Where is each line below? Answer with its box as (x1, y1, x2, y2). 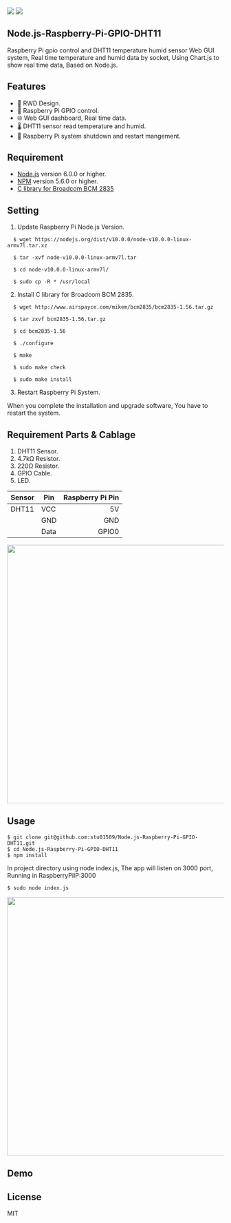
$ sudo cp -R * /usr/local (13, 278, 91, 285)
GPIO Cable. (16, 469, 52, 477)
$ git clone (7, 834, 41, 841)
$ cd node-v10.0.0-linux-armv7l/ (13, 267, 109, 274)
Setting (7, 205, 39, 216)
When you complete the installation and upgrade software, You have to (7, 402, 208, 410)
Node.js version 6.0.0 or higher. (16, 170, 107, 178)
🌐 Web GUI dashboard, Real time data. (16, 114, 127, 122)
